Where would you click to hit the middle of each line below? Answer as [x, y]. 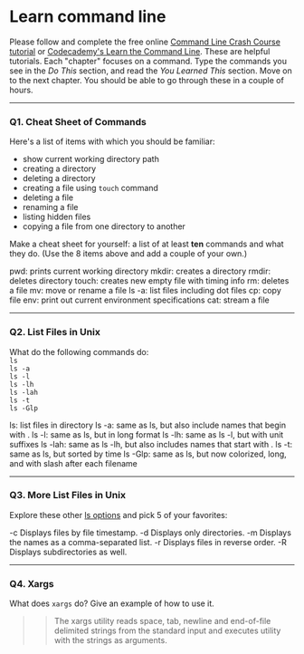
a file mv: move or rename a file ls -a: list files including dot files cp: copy [146, 291]
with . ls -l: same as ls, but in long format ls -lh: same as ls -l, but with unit [147, 434]
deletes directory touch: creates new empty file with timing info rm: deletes [149, 281]
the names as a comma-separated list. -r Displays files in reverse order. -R [148, 542]
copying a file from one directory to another [104, 226]
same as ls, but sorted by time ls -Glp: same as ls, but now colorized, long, [148, 454]
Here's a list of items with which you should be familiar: [112, 141]
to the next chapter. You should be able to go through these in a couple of [147, 80]
